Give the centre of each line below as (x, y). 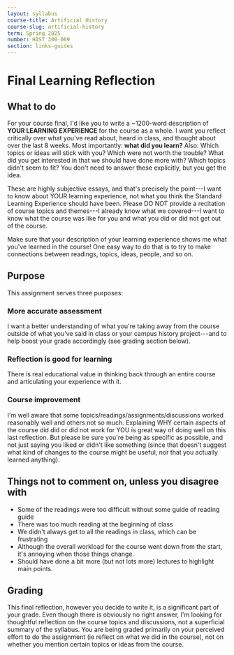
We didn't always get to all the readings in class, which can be (107, 531)
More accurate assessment (55, 311)
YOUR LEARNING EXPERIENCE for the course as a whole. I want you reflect (116, 131)
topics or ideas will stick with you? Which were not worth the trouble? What (115, 153)
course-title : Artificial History (58, 20)
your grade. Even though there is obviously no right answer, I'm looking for (115, 614)
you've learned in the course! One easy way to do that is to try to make (109, 246)
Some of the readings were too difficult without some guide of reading (118, 509)
